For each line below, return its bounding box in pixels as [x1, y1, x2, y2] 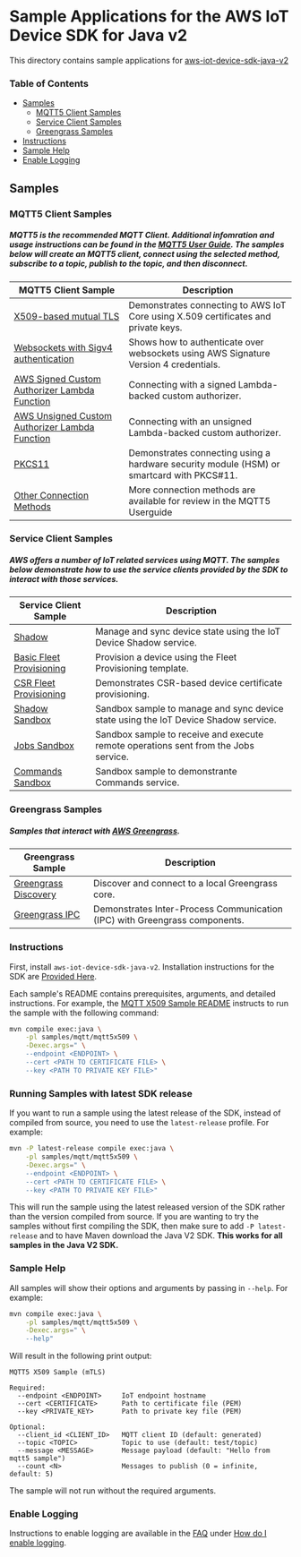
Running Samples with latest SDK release [9, 1087, 193, 1099]
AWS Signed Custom [13, 372, 101, 385]
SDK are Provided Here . [9, 971, 97, 981]
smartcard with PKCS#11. [128, 468, 238, 481]
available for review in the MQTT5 [128, 494, 271, 507]
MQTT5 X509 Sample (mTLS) [9, 1368, 106, 1377]
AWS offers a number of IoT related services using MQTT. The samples [9, 555, 280, 566]
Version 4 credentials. [128, 358, 221, 371]
